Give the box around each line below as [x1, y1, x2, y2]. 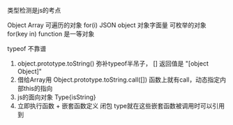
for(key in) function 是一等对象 [7, 30, 95, 38]
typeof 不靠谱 [7, 45, 47, 52]
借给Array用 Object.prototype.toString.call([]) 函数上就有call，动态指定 [17, 75, 220, 84]
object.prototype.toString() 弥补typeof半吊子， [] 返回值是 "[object [17, 59, 209, 68]
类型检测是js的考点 [7, 6, 61, 14]
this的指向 [23, 84, 53, 92]
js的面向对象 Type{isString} [17, 93, 96, 101]
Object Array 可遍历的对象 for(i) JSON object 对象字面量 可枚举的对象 [7, 21, 207, 29]
